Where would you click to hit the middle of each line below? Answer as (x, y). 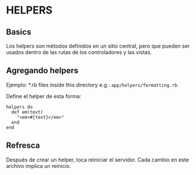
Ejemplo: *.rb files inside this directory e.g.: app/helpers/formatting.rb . (92, 85)
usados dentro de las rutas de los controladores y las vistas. (79, 52)
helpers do (19, 107)
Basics (19, 32)
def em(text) (27, 112)
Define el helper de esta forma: (44, 96)
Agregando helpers (42, 71)
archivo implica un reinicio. (39, 166)
